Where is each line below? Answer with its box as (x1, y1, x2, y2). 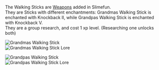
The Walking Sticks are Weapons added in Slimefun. (5, 4, 111, 10)
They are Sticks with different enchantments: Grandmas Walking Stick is (5, 9, 152, 15)
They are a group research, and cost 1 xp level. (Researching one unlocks (5, 25, 154, 31)
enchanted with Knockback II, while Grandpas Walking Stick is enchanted (5, 15, 154, 20)
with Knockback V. (5, 20, 43, 25)
